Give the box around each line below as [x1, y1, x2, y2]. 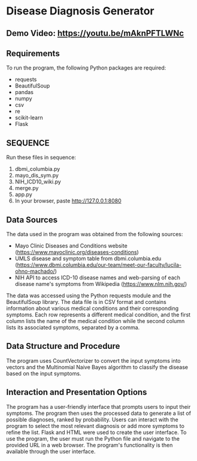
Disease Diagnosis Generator [6, 4, 154, 18]
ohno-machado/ [14, 268, 55, 275]
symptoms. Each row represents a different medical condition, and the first [6, 311, 190, 318]
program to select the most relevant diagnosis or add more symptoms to [6, 422, 184, 429]
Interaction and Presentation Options [6, 387, 147, 397]
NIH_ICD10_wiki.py [14, 178, 61, 185]
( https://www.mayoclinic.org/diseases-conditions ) [14, 249, 139, 256]
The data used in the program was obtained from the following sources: [6, 231, 183, 238]
